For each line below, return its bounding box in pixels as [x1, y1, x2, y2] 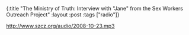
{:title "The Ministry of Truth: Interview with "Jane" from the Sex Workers [6, 5, 184, 12]
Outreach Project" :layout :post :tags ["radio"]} [6, 11, 120, 18]
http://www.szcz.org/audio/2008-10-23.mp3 [6, 23, 115, 29]
